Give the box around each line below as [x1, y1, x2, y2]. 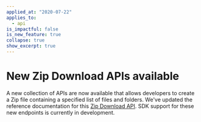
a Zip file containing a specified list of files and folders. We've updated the [6, 96, 193, 103]
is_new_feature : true [6, 32, 62, 38]
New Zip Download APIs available [6, 70, 180, 83]
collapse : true [6, 37, 45, 43]
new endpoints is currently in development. [6, 109, 115, 116]
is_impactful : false [6, 26, 59, 32]
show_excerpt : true [6, 43, 56, 49]
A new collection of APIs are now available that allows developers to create [6, 89, 195, 96]
